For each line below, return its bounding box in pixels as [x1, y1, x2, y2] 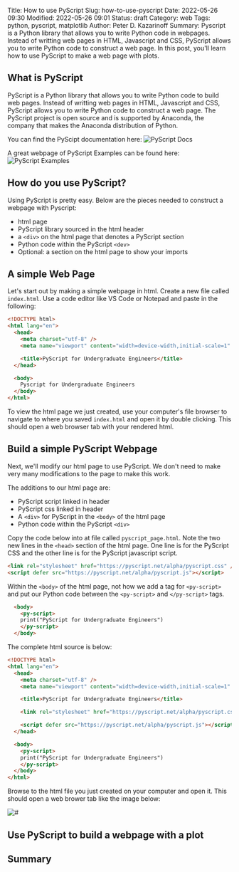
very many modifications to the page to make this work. [7, 469, 171, 478]
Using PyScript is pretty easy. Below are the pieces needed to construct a [7, 196, 224, 204]
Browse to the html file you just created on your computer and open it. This [7, 787, 228, 796]
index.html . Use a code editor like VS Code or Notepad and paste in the [7, 295, 218, 303]
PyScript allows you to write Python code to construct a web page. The [7, 106, 216, 115]
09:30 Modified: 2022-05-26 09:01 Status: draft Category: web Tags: [7, 14, 211, 22]
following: [7, 302, 36, 310]
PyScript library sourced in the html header [17, 224, 144, 233]
